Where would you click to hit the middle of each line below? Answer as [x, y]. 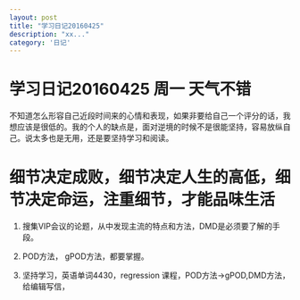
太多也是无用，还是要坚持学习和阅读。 [103, 138]
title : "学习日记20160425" [57, 26]
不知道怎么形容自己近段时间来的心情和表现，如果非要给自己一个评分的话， [146, 116]
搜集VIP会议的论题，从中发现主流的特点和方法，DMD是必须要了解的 [147, 226]
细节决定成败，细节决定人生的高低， [142, 177]
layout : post [33, 17]
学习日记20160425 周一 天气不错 [130, 89]
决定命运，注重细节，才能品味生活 [150, 200]
